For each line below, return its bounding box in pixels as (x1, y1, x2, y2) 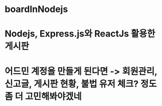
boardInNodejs (5, 4, 68, 15)
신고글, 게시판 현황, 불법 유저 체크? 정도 (5, 78, 157, 89)
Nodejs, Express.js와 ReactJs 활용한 (5, 28, 155, 40)
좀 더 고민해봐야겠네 (5, 90, 82, 102)
